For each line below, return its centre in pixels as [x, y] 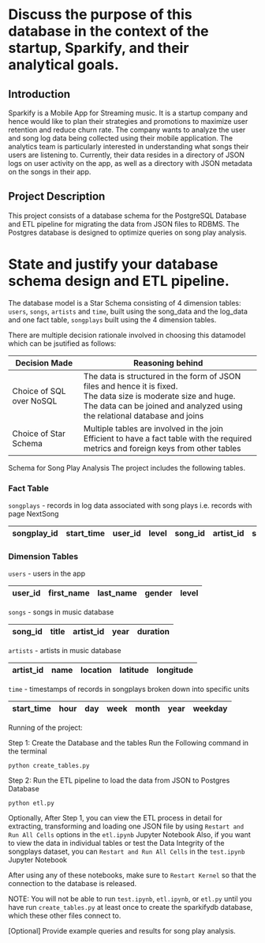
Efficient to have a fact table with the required [168, 438]
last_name [117, 593]
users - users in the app [47, 573]
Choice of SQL [39, 391]
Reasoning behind [168, 363]
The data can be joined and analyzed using [163, 406]
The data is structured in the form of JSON [162, 376]
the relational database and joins [144, 415]
